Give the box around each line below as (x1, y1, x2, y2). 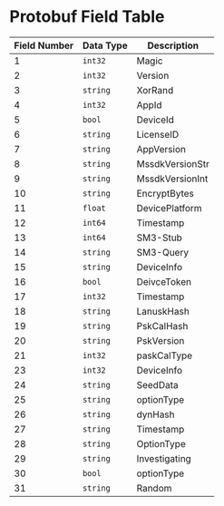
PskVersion (136, 334, 185, 346)
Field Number (14, 39, 74, 52)
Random (136, 482, 172, 494)
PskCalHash (136, 319, 189, 332)
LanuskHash (136, 305, 190, 317)
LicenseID (136, 128, 180, 141)
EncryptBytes (136, 187, 195, 199)
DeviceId (136, 113, 175, 126)
